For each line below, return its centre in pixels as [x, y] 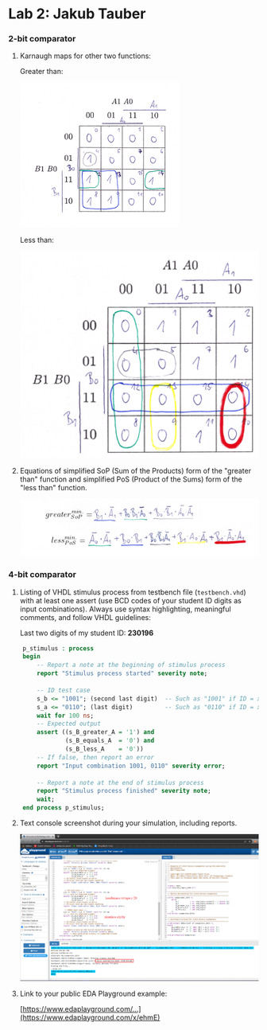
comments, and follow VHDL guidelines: [85, 617]
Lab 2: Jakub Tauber [77, 14]
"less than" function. [53, 487]
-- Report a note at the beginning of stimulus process [131, 665]
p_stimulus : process [58, 648]
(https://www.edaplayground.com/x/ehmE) [90, 1017]
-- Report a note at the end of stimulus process [120, 782]
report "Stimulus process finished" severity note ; [124, 791]
